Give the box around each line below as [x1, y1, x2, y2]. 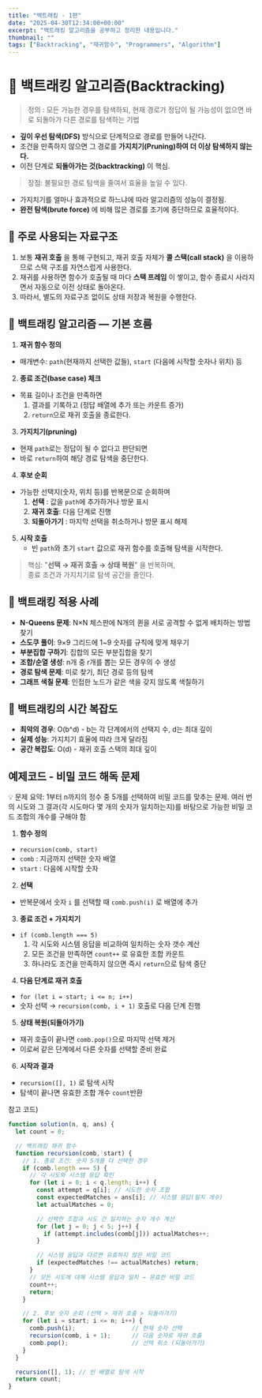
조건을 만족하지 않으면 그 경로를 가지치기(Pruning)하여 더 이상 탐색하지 [19, 141, 238, 151]
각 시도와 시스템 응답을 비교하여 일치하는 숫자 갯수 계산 [31, 939, 200, 949]
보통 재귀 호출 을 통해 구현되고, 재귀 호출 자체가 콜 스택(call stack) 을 [19, 252, 233, 261]
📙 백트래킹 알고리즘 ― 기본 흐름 [8, 318, 152, 331]
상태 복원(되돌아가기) [19, 1018, 84, 1028]
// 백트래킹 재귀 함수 [15, 1142, 77, 1150]
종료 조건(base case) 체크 [19, 373, 101, 383]
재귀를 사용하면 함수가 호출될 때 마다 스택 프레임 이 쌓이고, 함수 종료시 [19, 272, 234, 281]
